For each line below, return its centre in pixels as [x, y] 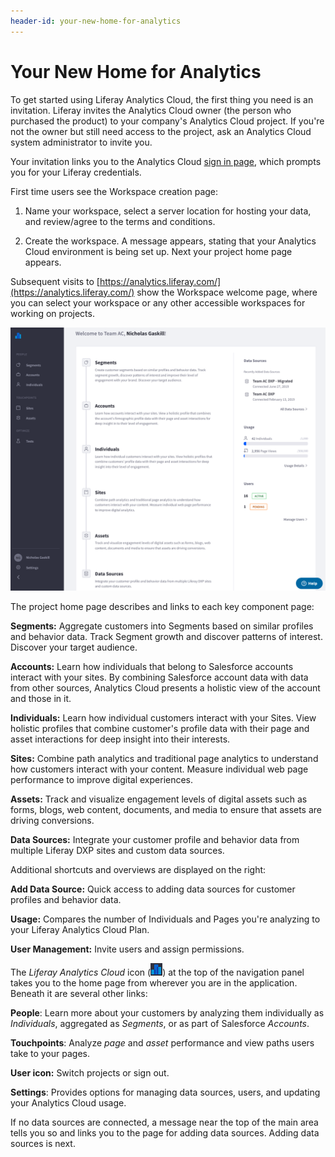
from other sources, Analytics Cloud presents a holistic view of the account [165, 687]
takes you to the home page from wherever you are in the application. [154, 982]
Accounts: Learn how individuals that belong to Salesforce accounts [152, 666]
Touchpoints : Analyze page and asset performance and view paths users [162, 1042]
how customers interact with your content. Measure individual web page [159, 769]
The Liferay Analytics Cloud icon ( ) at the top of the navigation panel [157, 972]
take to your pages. [50, 1053]
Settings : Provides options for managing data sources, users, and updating [165, 1092]
